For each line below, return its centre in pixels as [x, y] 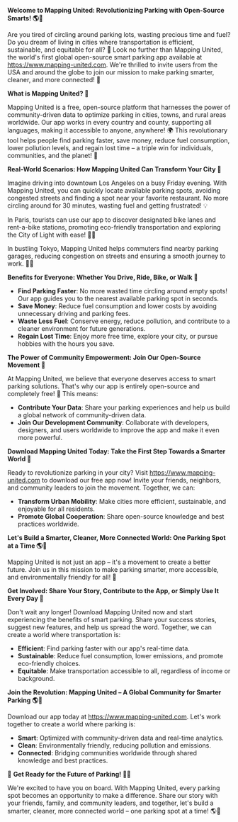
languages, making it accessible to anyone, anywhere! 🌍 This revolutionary [118, 130]
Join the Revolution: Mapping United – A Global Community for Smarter [114, 692]
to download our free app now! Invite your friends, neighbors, [131, 480]
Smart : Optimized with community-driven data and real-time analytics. [121, 738]
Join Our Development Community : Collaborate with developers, [113, 422]
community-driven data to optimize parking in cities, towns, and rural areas [117, 115]
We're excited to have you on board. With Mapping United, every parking [114, 788]
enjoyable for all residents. [56, 509]
